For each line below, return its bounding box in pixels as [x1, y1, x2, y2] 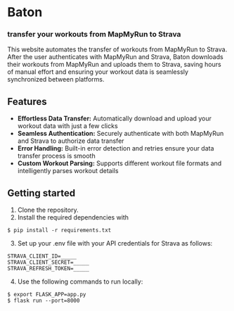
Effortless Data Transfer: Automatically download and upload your [17, 114, 212, 123]
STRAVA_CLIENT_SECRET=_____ [7, 259, 90, 266]
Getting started [7, 187, 76, 199]
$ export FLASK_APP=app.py [7, 291, 86, 298]
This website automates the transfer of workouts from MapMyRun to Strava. [7, 45, 228, 53]
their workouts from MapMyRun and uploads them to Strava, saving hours [7, 61, 221, 69]
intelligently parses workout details [17, 167, 119, 175]
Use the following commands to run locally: [17, 277, 143, 286]
